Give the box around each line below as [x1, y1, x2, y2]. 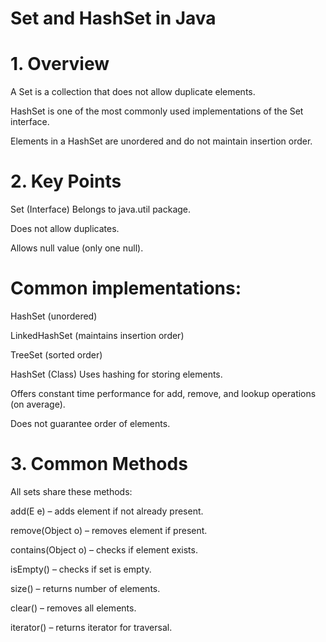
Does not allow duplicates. [10, 223, 120, 235]
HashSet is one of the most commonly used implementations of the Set [10, 105, 304, 117]
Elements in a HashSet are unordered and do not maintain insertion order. [10, 135, 313, 147]
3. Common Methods [10, 453, 188, 476]
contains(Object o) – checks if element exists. [10, 543, 198, 556]
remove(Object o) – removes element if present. [10, 524, 208, 536]
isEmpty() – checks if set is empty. [10, 563, 152, 575]
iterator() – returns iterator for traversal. [10, 621, 173, 633]
